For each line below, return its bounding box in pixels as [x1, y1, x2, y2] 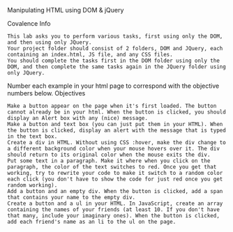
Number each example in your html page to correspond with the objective [7, 82, 220, 90]
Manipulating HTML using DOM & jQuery [7, 6, 124, 14]
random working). [7, 182, 58, 189]
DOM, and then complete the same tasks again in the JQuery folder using [7, 63, 227, 70]
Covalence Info [7, 20, 51, 27]
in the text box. [7, 133, 58, 140]
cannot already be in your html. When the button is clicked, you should [7, 109, 227, 116]
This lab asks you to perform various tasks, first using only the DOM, [7, 33, 223, 40]
